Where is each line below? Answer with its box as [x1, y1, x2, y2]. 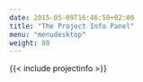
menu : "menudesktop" [9, 30, 87, 39]
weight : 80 [9, 38, 50, 48]
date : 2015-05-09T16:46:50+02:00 [9, 13, 135, 23]
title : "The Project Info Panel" [9, 22, 135, 31]
